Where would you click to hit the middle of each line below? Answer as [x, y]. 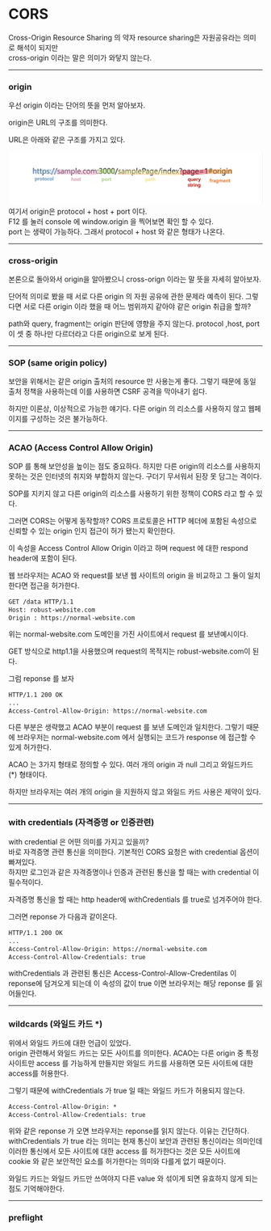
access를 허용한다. [39, 1073]
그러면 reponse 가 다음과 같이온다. [63, 916]
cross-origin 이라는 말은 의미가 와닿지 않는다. [80, 57]
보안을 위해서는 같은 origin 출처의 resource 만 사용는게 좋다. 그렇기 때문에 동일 [132, 382]
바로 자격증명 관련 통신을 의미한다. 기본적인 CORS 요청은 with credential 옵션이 [134, 852]
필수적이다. [26, 882]
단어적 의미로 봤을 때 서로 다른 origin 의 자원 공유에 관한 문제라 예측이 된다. [126, 296]
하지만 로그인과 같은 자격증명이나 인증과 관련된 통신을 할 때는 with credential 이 [134, 872]
